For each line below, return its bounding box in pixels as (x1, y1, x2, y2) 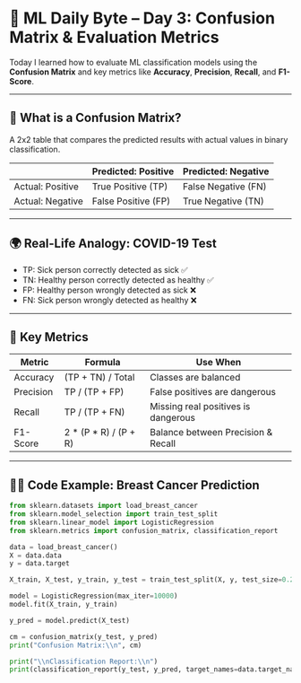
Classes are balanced (150, 372, 241, 384)
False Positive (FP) (91, 195, 171, 207)
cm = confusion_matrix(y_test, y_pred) (9, 632, 159, 641)
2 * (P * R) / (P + (64, 426, 136, 439)
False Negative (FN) (182, 180, 267, 192)
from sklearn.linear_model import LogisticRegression (9, 518, 215, 527)
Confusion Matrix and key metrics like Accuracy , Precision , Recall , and (9, 66, 277, 77)
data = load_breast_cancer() (9, 542, 118, 551)
